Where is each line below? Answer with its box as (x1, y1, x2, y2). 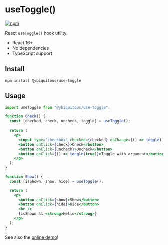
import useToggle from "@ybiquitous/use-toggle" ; (5, 105, 111, 110)
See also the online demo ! (5, 234, 59, 240)
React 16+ (12, 39, 33, 46)
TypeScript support (12, 50, 52, 56)
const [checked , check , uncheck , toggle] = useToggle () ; (9, 119, 131, 124)
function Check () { (5, 114, 46, 119)
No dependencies (12, 45, 49, 51)
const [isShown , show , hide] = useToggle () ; (9, 179, 104, 184)
